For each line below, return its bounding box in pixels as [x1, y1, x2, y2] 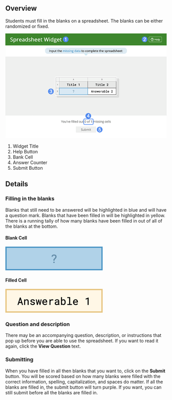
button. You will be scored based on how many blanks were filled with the [5, 373, 161, 379]
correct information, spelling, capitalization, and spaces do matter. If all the [5, 378, 163, 385]
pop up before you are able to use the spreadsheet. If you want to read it [5, 338, 159, 344]
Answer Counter [12, 159, 48, 166]
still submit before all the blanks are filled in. [5, 389, 98, 395]
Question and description [5, 321, 70, 328]
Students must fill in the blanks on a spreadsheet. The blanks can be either [5, 17, 163, 24]
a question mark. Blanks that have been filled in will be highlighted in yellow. [5, 212, 165, 218]
